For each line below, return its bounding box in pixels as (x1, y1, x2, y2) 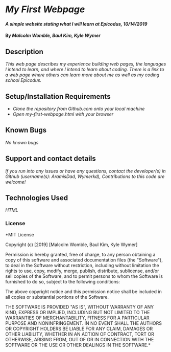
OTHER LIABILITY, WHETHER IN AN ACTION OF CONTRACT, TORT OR (5, 331, 154, 337)
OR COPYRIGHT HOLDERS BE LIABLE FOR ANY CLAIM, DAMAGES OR (5, 325, 153, 332)
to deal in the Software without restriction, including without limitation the (5, 262, 159, 268)
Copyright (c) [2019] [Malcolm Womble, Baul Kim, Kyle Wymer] (5, 241, 138, 248)
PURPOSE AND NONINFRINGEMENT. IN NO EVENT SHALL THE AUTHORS (5, 320, 162, 326)
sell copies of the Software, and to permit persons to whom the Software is (5, 273, 163, 279)
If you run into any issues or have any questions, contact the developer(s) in (5, 168, 166, 174)
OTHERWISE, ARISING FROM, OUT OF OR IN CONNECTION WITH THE (5, 336, 154, 342)
